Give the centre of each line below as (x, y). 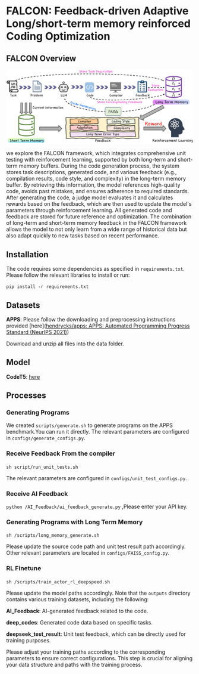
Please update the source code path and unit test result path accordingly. (96, 546)
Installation (27, 254)
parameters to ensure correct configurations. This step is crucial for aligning (99, 658)
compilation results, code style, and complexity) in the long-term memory (96, 179)
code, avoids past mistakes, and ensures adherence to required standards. (98, 191)
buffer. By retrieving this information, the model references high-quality (93, 185)
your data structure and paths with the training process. (74, 664)
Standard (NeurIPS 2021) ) (38, 332)
